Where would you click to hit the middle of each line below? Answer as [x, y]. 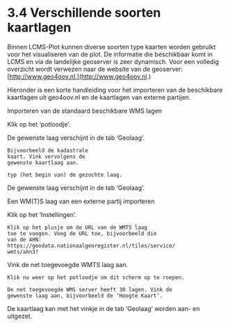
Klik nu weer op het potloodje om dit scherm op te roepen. [96, 277]
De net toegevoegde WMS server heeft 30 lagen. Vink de [90, 289]
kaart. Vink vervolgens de [46, 157]
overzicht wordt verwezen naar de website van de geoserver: [95, 69]
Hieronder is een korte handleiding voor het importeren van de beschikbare [115, 90]
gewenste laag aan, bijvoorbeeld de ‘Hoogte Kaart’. [85, 296]
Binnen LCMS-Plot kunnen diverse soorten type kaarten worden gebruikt [112, 47]
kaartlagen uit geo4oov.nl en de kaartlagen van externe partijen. [99, 97]
